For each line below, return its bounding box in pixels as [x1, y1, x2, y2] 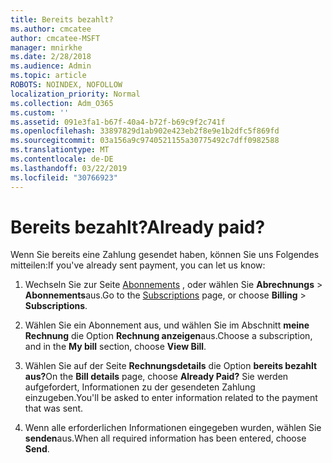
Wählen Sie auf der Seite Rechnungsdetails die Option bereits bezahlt [24, 360, 318, 372]
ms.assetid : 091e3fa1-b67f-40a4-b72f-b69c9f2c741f [10, 117, 226, 127]
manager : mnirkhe [10, 42, 83, 53]
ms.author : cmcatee [10, 24, 92, 34]
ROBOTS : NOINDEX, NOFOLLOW [10, 80, 123, 90]
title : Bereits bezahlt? [10, 14, 114, 25]
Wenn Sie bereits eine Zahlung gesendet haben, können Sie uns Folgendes [10, 249, 320, 261]
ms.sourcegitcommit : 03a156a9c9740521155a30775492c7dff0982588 [10, 136, 280, 146]
